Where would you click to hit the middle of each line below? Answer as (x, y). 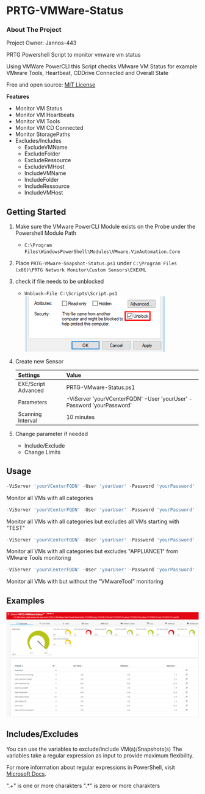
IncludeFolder (41, 180)
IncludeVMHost (44, 193)
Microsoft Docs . (27, 774)
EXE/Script (32, 384)
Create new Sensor (39, 362)
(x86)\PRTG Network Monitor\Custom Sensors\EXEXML (81, 270)
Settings (29, 375)
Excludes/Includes (38, 141)
